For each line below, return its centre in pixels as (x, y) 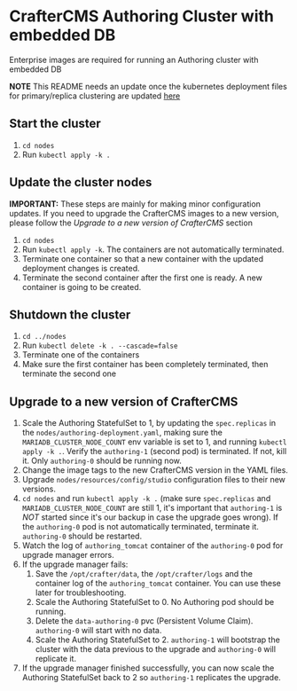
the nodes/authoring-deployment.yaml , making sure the (122, 433)
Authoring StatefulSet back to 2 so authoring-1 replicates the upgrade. (151, 678)
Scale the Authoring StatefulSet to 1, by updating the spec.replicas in (149, 423)
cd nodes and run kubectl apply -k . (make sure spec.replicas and (146, 499)
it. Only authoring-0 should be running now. (102, 461)
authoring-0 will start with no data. (98, 631)
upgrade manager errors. (68, 555)
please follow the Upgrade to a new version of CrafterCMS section (131, 223)
